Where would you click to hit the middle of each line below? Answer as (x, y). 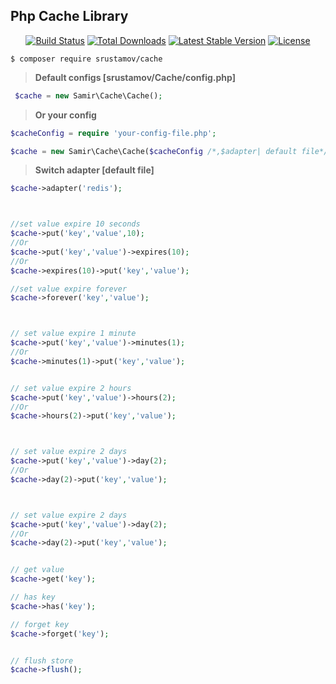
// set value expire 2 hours (71, 388)
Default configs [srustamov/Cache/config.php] (135, 77)
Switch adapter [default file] (94, 170)
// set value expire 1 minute (73, 334)
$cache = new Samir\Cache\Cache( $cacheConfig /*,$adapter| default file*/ (169, 151)
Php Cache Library (69, 16)
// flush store (42, 660)
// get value (37, 570)
